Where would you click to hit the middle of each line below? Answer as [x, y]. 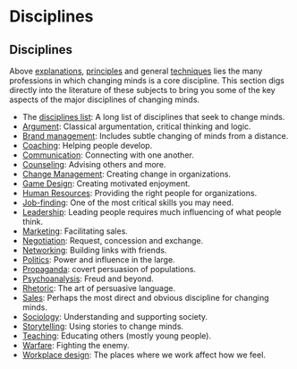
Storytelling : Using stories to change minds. [103, 326]
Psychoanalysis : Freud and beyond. [88, 279]
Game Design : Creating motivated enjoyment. [106, 184]
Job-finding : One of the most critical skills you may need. [128, 202]
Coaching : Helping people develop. [87, 146]
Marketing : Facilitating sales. [75, 231]
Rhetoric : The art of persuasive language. [99, 288]
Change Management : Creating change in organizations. [126, 174]
